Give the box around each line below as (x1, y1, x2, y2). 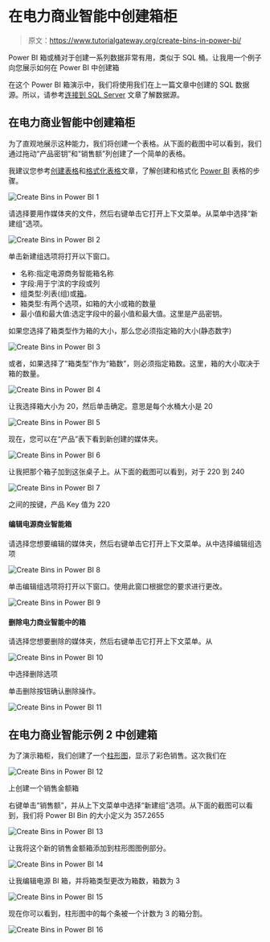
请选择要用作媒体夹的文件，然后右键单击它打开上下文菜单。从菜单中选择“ (8, 209, 252, 218)
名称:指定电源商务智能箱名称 (19, 268, 114, 278)
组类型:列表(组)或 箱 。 (19, 288, 92, 298)
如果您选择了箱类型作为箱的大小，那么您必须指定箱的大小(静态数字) (8, 325, 232, 335)
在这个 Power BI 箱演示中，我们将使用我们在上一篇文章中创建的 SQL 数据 (8, 80, 250, 89)
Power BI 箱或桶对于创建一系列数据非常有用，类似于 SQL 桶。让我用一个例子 (8, 52, 262, 62)
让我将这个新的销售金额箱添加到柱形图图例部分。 (8, 843, 170, 853)
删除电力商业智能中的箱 (8, 617, 86, 626)
